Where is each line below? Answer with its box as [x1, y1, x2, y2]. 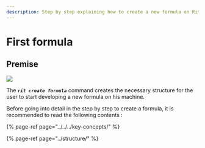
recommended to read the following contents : [6, 111, 123, 118]
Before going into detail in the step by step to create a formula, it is [6, 104, 174, 112]
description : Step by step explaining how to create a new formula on [6, 8, 190, 15]
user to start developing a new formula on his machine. [6, 93, 145, 100]
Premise [6, 59, 38, 70]
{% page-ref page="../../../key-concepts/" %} [6, 123, 120, 130]
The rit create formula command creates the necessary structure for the [6, 86, 193, 94]
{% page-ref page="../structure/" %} [6, 135, 99, 142]
